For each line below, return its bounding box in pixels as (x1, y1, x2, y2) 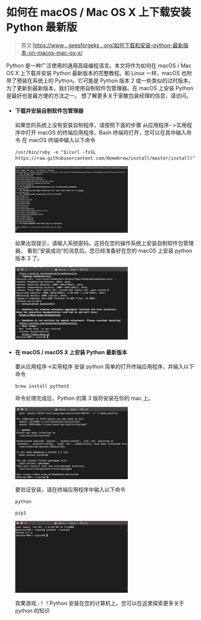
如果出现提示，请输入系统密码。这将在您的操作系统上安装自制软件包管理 (14, 240, 194, 247)
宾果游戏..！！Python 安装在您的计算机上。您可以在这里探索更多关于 (14, 600, 185, 607)
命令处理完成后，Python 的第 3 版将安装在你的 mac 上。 (14, 395, 154, 402)
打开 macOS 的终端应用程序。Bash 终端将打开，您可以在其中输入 (25, 129, 187, 136)
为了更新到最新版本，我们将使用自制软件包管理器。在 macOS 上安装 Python (6, 84, 194, 91)
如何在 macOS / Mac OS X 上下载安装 (6, 5, 191, 19)
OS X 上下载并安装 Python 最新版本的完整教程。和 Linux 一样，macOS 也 (6, 69, 187, 76)
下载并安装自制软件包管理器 (14, 107, 84, 114)
